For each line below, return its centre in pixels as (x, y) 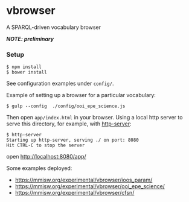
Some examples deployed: (39, 168)
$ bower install (27, 72)
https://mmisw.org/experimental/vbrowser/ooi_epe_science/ (90, 186)
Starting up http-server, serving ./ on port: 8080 (72, 140)
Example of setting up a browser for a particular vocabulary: (81, 95)
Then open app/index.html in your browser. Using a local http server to (94, 118)
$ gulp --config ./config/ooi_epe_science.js (66, 106)
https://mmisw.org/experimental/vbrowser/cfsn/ (75, 193)
